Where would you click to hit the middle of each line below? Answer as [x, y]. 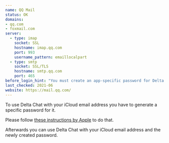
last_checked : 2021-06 [29, 85]
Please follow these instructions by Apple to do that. [59, 120]
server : [13, 33]
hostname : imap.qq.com [38, 48]
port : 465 [25, 76]
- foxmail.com [20, 29]
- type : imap [24, 39]
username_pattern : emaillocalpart [51, 57]
